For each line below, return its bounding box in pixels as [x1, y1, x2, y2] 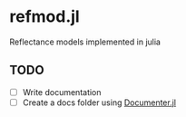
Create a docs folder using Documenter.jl [22, 97, 177, 108]
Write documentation [22, 86, 102, 97]
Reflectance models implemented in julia [9, 36, 162, 47]
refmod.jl [9, 6, 80, 27]
